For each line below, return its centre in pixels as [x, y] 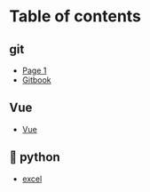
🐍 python [35, 157]
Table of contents [75, 16]
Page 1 [34, 70]
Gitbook [36, 80]
